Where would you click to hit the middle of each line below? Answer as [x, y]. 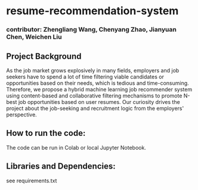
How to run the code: [46, 133]
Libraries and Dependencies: [61, 167]
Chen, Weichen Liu [34, 37]
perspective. [21, 115]
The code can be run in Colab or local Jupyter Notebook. [76, 147]
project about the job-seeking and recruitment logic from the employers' [95, 108]
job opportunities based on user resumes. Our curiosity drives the [99, 102]
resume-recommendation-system [92, 11]
